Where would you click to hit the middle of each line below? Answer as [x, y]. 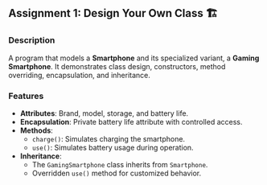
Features [26, 96]
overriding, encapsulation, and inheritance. [80, 75]
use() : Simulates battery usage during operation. [113, 147]
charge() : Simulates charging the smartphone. [109, 138]
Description [32, 40]
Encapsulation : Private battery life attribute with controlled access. [131, 121]
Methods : [37, 130]
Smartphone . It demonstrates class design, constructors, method [117, 66]
